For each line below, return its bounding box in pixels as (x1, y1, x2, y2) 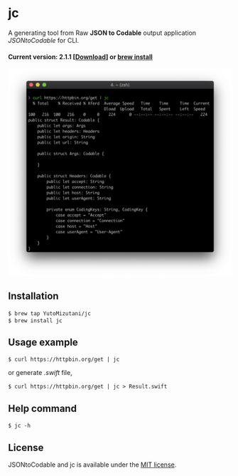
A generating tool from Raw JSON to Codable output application (8, 28, 197, 37)
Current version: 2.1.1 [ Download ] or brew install (8, 52, 153, 61)
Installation (8, 290, 59, 302)
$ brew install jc (8, 317, 63, 324)
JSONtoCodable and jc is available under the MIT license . (8, 460, 177, 469)
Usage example (8, 336, 79, 348)
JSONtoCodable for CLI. (8, 36, 80, 44)
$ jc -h (8, 422, 31, 430)
